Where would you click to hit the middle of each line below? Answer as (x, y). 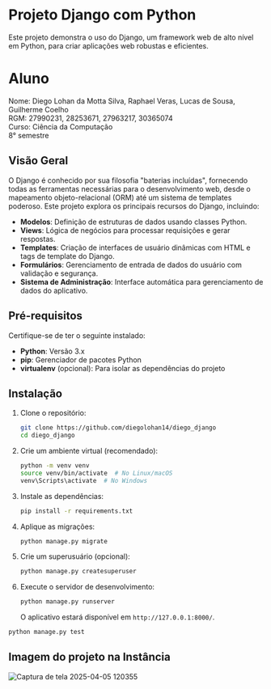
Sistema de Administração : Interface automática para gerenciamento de (142, 281)
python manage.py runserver (67, 602)
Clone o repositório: (53, 413)
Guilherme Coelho (38, 109)
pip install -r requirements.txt (76, 511)
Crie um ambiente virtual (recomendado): (89, 451)
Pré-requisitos (46, 316)
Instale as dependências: (61, 496)
